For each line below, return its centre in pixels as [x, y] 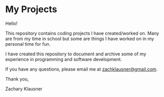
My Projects [31, 9]
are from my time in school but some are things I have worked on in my [80, 39]
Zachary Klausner [24, 89]
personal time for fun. [28, 44]
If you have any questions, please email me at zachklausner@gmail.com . [81, 69]
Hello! [11, 23]
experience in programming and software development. [64, 59]
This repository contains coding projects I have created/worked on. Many [82, 33]
